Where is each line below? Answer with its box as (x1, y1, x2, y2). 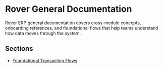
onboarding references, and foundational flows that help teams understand (5, 25, 159, 31)
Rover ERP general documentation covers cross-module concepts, (5, 20, 141, 26)
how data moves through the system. (5, 30, 81, 36)
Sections (5, 44, 33, 53)
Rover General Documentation (5, 3, 132, 15)
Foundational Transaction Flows (12, 58, 78, 64)
